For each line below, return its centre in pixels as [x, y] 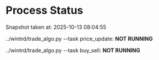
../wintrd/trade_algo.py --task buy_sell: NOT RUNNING [73, 50]
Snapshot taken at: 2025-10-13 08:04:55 [56, 27]
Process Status [45, 10]
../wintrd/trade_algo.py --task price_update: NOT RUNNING [79, 38]
